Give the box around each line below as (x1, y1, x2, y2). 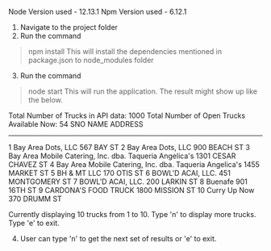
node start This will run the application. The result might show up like (27, 86, 258, 96)
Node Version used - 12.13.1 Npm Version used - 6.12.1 (8, 7, 187, 16)
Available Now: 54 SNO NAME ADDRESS (8, 119, 144, 128)
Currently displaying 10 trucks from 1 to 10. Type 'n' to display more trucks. (8, 210, 256, 219)
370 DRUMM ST (8, 194, 62, 203)
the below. (27, 95, 63, 104)
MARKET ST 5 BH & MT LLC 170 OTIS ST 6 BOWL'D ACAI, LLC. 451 (8, 169, 231, 178)
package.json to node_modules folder (27, 56, 155, 65)
